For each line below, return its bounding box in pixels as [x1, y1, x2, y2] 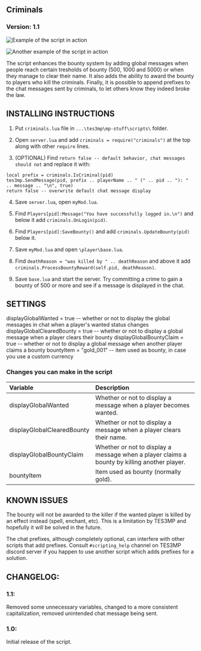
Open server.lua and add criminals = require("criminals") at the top [14, 136, 191, 143]
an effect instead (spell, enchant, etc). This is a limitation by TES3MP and [6, 518, 187, 525]
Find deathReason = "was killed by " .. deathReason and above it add [14, 257, 191, 264]
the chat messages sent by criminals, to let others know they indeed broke [6, 85, 190, 92]
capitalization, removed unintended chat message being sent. [6, 610, 159, 617]
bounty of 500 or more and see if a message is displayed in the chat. [14, 281, 185, 289]
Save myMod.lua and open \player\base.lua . [14, 245, 124, 253]
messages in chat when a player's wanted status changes [6, 321, 149, 328]
